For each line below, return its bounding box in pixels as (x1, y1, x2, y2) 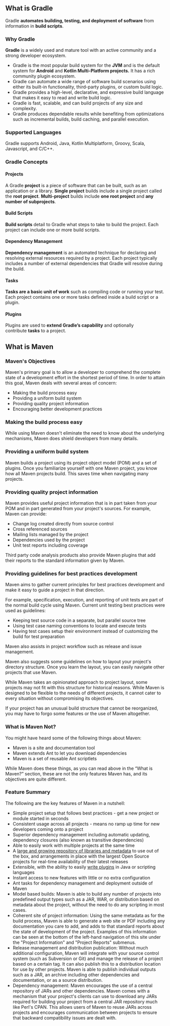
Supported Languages (5, 129, 62, 136)
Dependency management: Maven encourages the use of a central (12, 982, 153, 988)
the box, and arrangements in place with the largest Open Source (12, 853, 150, 859)
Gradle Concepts (5, 158, 48, 165)
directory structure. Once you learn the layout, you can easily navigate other (5, 664, 165, 670)
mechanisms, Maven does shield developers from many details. (5, 436, 139, 442)
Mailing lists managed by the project (12, 531, 89, 537)
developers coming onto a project (12, 826, 84, 832)
